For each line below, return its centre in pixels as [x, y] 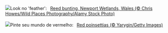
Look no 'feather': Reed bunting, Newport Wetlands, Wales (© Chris [81, 8]
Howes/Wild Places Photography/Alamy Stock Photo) [60, 13]
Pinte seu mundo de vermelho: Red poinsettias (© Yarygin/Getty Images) [87, 25]
